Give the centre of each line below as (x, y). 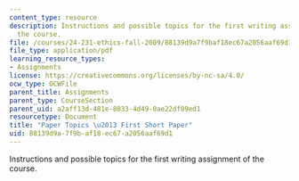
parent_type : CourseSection (61, 100)
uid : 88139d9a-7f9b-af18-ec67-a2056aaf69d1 (91, 134)
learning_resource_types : (57, 59)
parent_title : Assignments (59, 92)
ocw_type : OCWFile (43, 84)
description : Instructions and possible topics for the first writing (143, 26)
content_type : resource (53, 17)
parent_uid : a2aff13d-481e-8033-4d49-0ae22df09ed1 (105, 109)
